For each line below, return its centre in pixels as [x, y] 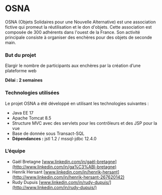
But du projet [21, 55]
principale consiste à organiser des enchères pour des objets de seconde [79, 37]
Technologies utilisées [32, 93]
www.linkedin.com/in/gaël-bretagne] [80, 162]
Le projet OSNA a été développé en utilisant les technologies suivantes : [77, 103]
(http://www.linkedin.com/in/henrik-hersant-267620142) [68, 177]
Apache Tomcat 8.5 [32, 118]
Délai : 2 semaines [24, 80]
